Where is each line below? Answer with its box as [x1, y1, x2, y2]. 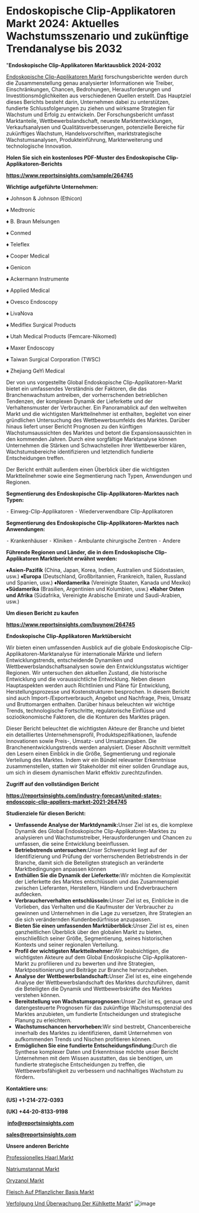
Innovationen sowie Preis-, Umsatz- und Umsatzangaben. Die [6, 737, 157, 744]
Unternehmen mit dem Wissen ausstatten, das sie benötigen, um [14, 1055, 173, 1062]
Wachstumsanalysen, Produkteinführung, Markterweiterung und [6, 136, 163, 143]
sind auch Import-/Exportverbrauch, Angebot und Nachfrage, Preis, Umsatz [6, 694, 191, 701]
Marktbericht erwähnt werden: [40, 555, 117, 562]
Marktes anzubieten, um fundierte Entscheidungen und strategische [14, 1010, 181, 1017]
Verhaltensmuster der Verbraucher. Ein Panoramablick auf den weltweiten [6, 404, 187, 411]
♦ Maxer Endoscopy [6, 344, 54, 351]
